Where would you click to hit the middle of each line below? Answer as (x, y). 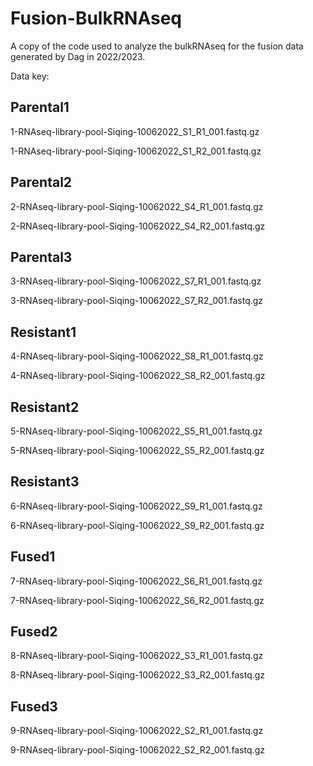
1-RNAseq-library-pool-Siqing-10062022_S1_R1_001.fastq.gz (135, 131)
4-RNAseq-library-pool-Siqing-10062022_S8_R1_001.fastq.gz (137, 356)
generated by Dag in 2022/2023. (78, 56)
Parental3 (41, 257)
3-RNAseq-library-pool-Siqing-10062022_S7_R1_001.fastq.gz (136, 281)
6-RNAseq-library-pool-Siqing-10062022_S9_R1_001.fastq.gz (136, 506)
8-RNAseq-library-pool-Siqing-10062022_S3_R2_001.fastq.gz (138, 675)
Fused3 (34, 706)
